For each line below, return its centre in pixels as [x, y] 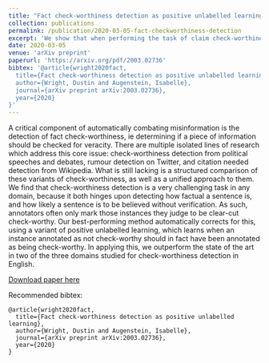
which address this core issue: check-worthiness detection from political [128, 154]
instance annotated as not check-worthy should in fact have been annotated [134, 239]
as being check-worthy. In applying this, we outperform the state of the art [131, 247]
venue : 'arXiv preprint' [50, 53]
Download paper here [44, 280]
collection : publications [51, 23]
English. [21, 264]
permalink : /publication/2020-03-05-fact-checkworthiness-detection [125, 30]
